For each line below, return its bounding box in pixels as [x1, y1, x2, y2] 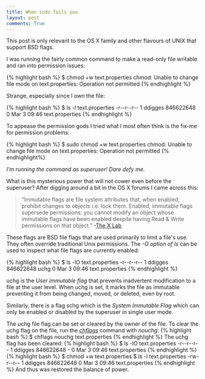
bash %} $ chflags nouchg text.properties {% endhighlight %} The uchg [6, 333, 188, 340]
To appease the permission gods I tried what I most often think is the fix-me [6, 122, 198, 130]
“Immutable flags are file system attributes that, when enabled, [21, 196, 180, 203]
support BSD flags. [6, 43, 54, 51]
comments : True [6, 20, 45, 26]
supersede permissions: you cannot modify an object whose [21, 209, 174, 216]
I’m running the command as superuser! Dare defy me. [6, 166, 145, 173]
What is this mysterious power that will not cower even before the [6, 178, 172, 185]
